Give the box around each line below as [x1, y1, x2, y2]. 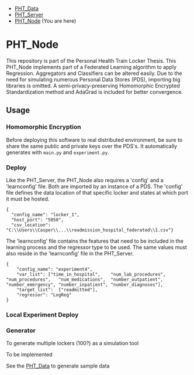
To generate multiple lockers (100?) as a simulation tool [6, 340, 139, 347]
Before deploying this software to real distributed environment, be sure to [6, 136, 183, 143]
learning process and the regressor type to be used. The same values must [6, 243, 187, 251]
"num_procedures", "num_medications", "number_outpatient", [6, 277, 164, 282]
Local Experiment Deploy [6, 311, 79, 319]
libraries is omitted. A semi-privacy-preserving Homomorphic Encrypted [6, 82, 180, 89]
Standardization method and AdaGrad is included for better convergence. [6, 88, 183, 96]
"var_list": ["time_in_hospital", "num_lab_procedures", [16, 271, 166, 277]
